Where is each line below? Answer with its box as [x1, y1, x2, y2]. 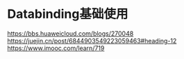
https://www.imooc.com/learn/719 [7, 44, 105, 52]
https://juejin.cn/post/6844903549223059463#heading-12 [7, 36, 177, 45]
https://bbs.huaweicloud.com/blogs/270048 [7, 29, 134, 38]
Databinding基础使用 [7, 6, 128, 22]
